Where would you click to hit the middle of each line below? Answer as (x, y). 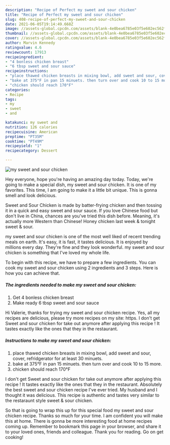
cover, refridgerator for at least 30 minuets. (57, 358)
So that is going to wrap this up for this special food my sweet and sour (79, 410)
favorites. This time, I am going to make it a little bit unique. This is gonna (81, 190)
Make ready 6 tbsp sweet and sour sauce (56, 303)
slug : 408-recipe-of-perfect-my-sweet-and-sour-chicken (65, 19)
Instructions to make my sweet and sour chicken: (58, 340)
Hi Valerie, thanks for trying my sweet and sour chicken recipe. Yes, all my (82, 313)
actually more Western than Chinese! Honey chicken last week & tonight (80, 221)
